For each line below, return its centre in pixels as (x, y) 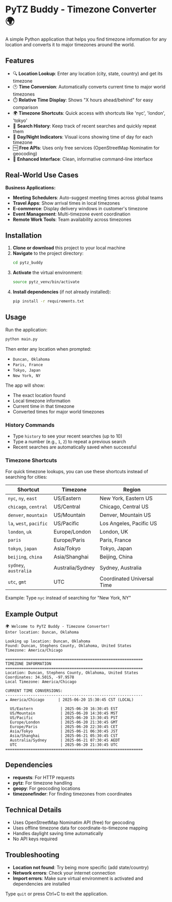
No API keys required (35, 839)
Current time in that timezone (44, 406)
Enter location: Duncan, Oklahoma (42, 633)
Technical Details (34, 810)
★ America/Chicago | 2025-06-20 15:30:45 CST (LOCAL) (70, 700)
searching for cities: (26, 477)
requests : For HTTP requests (44, 777)
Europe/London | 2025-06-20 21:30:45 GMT (64, 723)
